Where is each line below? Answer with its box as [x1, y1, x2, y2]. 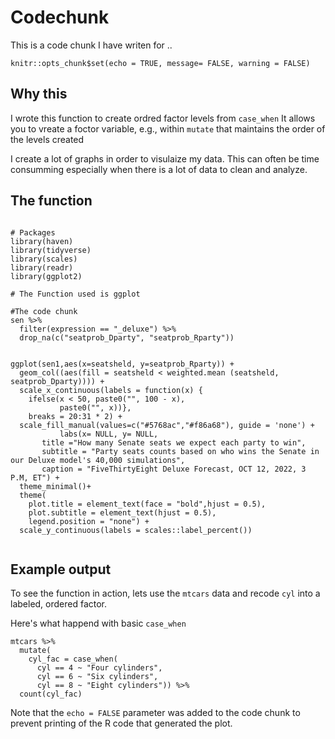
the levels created [10, 133, 85, 145]
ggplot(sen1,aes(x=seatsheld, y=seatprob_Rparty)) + [10, 359, 235, 369]
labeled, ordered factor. [10, 598, 108, 610]
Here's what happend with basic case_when [10, 617, 187, 630]
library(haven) [10, 236, 74, 246]
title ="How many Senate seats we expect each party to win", [41, 437, 307, 448]
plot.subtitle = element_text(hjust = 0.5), [28, 507, 217, 518]
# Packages [10, 227, 56, 238]
